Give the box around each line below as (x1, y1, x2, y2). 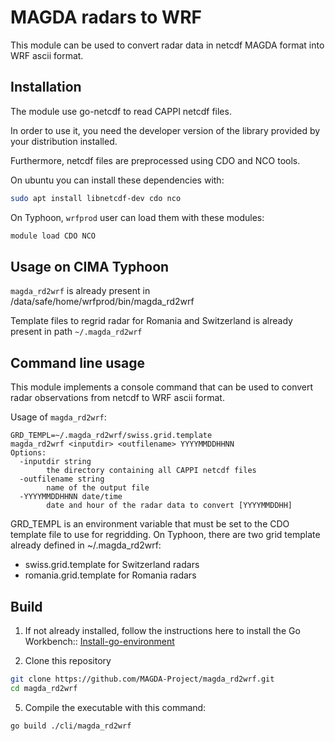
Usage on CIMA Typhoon (10, 258, 170, 275)
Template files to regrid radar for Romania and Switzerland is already (10, 315, 293, 327)
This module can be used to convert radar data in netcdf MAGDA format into (10, 39, 325, 51)
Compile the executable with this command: (24, 701, 207, 713)
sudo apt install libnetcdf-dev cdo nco (10, 193, 182, 203)
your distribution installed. (10, 135, 118, 147)
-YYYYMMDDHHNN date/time (19, 492, 123, 502)
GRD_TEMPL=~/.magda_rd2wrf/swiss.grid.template (10, 431, 213, 441)
